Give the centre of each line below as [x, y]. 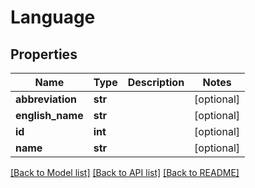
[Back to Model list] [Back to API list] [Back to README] [125, 172]
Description [156, 82]
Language [53, 17]
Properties [44, 54]
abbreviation [46, 99]
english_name [49, 115]
